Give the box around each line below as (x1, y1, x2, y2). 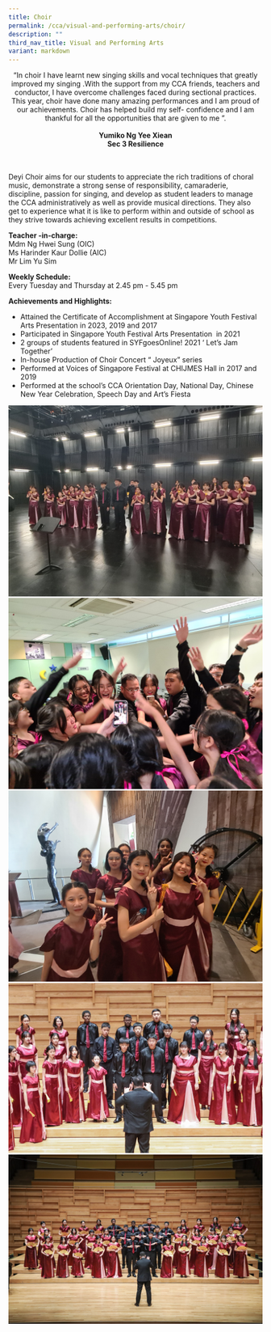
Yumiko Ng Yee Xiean (98, 130, 173, 141)
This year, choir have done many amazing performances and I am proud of (11, 96, 260, 106)
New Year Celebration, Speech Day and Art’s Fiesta (19, 389, 191, 400)
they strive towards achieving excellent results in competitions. (8, 215, 218, 225)
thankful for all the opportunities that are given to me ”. (44, 113, 227, 123)
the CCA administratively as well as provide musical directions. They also (8, 198, 252, 208)
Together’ (19, 346, 53, 356)
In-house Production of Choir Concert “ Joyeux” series (19, 355, 203, 365)
